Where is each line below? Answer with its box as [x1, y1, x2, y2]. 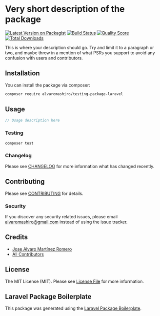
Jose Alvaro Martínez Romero [12, 246, 72, 252]
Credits [5, 233, 28, 241]
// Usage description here [5, 118, 60, 123]
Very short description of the [5, 3, 125, 15]
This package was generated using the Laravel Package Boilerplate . [5, 305, 142, 311]
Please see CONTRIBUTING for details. [5, 190, 84, 196]
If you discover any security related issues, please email [5, 213, 118, 219]
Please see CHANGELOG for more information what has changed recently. [5, 163, 155, 169]
